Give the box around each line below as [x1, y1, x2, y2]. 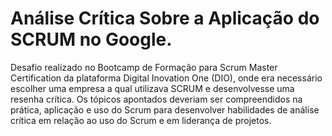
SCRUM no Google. [10, 28, 173, 51]
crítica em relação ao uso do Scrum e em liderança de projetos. [10, 114, 272, 126]
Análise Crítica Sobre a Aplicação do [10, 7, 320, 30]
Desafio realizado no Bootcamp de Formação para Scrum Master [10, 61, 278, 73]
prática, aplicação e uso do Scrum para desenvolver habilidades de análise [10, 103, 320, 116]
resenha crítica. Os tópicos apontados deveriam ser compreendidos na [10, 93, 303, 105]
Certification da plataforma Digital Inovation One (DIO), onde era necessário [10, 72, 323, 84]
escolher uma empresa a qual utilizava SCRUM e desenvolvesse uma [10, 82, 295, 94]
